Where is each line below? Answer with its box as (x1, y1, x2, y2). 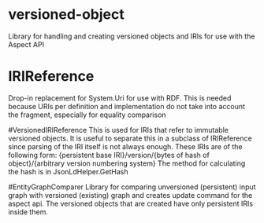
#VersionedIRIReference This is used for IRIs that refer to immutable (8, 125, 229, 134)
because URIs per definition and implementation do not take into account (8, 101, 246, 111)
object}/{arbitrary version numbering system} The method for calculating (8, 159, 246, 168)
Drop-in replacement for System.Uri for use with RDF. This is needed (8, 93, 232, 103)
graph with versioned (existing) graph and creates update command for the (8, 190, 253, 199)
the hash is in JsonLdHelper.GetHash (8, 166, 128, 176)
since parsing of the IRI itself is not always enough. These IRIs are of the (8, 141, 243, 151)
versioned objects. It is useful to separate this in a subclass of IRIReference (8, 133, 252, 143)
